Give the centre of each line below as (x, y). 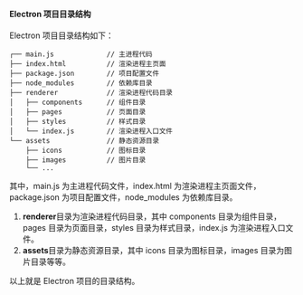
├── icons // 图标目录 (86, 151)
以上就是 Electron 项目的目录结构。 (75, 281)
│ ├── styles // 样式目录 (78, 122)
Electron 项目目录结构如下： (62, 35)
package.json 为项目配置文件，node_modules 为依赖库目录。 (123, 197)
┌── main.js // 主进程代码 (81, 54)
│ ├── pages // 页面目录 (78, 112)
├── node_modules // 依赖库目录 (81, 83)
